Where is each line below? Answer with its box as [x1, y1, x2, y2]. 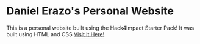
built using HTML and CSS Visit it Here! [6, 30, 105, 37]
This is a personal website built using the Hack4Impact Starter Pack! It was [6, 24, 195, 31]
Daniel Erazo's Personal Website [6, 4, 174, 18]
